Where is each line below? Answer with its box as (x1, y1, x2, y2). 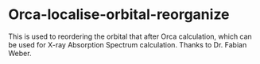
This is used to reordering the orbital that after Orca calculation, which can (8, 32, 252, 41)
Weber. (8, 48, 32, 58)
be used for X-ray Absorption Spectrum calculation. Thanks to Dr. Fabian (8, 40, 247, 49)
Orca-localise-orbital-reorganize (8, 6, 230, 24)
